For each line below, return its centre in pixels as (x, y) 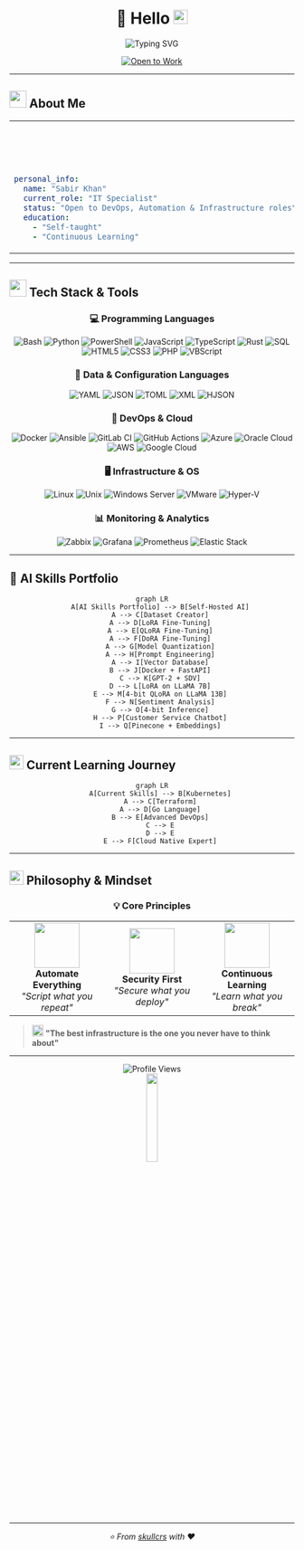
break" (247, 1007)
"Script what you (57, 996)
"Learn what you (247, 996)
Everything (57, 984)
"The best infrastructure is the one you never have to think (158, 1033)
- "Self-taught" (67, 227)
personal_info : (47, 179)
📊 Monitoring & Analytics (152, 518)
